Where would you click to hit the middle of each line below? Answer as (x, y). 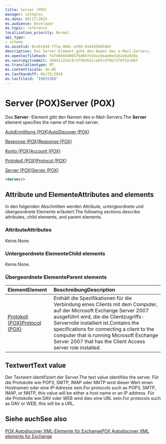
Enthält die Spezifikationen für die (93, 298)
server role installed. (77, 348)
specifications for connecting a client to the (104, 329)
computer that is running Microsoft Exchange (106, 336)
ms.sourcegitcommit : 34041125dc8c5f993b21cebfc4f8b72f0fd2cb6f (72, 60)
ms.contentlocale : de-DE (31, 70)
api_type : (15, 38)
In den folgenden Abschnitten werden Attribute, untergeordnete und (74, 206)
